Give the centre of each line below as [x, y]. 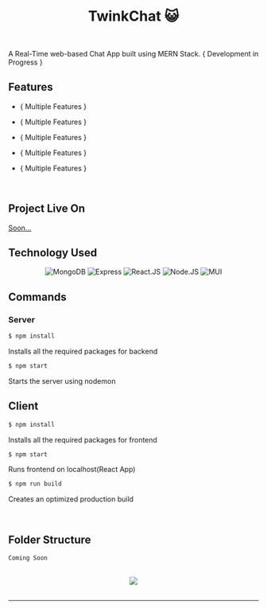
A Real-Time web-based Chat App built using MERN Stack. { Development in [133, 53]
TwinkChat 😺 [133, 16]
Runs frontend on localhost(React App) [72, 470]
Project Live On [47, 209]
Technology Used [53, 253]
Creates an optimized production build [71, 499]
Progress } [25, 62]
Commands [38, 297]
